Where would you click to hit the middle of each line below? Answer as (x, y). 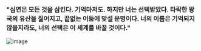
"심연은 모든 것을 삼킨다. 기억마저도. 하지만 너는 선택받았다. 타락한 (97, 9)
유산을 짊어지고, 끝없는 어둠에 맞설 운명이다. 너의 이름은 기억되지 (107, 18)
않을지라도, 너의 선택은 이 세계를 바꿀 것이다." (69, 27)
